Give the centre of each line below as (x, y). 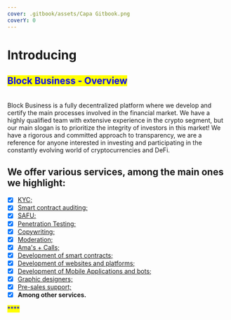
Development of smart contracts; (65, 255)
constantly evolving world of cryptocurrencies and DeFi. (89, 150)
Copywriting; (36, 232)
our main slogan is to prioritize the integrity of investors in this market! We (114, 128)
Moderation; (35, 239)
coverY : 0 (22, 20)
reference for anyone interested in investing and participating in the (105, 142)
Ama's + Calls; (38, 247)
